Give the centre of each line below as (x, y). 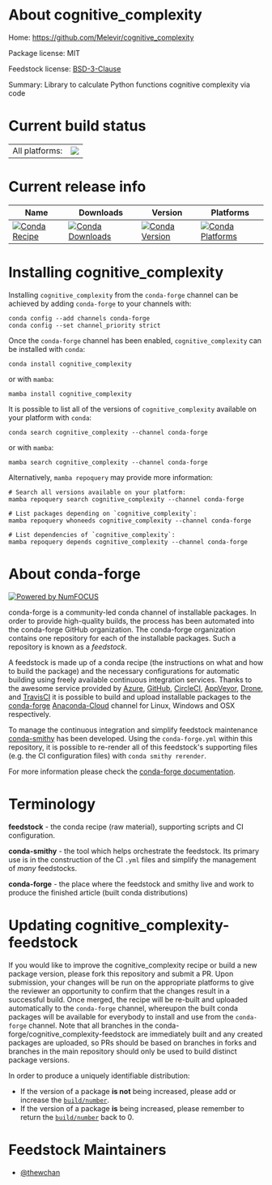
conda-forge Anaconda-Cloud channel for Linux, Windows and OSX (122, 705)
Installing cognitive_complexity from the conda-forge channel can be (123, 294)
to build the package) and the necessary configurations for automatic (124, 671)
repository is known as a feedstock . (68, 646)
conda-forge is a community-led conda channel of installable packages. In (132, 612)
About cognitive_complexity (105, 15)
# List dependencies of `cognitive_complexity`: (92, 535)
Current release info (77, 187)
